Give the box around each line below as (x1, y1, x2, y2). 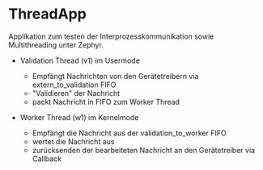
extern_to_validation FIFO (32, 80, 117, 89)
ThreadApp (8, 5, 87, 23)
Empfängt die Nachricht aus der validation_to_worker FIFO (32, 128, 227, 138)
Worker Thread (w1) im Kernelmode (19, 112, 139, 122)
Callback (32, 154, 62, 164)
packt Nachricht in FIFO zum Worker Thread (32, 97, 180, 106)
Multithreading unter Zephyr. (8, 39, 104, 49)
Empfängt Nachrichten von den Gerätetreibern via (32, 71, 199, 81)
